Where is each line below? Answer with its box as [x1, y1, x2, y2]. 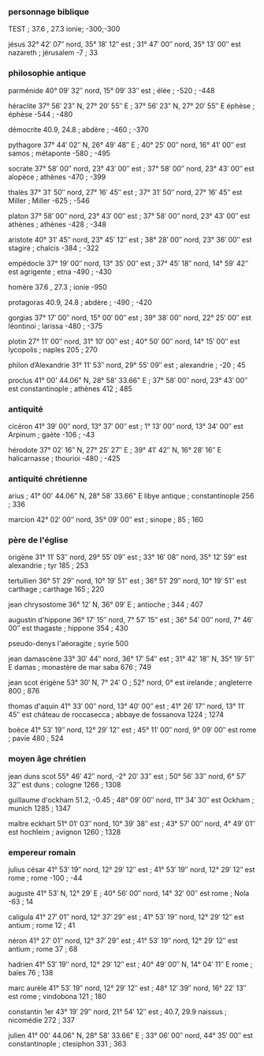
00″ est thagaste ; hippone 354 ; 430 [8, 623, 128, 633]
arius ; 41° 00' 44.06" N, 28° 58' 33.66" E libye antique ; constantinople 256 [8, 491, 255, 501]
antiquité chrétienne [8, 473, 88, 484]
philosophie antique [8, 68, 87, 79]
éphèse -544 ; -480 [8, 109, 73, 118]
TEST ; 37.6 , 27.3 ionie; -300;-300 [8, 24, 121, 34]
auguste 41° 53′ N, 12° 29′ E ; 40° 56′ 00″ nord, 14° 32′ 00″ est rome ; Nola [8, 889, 250, 898]
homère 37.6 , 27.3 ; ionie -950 [8, 282, 108, 291]
